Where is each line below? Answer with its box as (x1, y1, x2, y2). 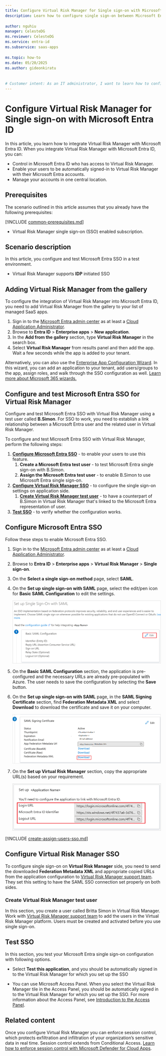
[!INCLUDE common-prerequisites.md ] (5, 219, 84, 225)
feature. (12, 456, 29, 462)
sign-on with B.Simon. (19, 467, 65, 473)
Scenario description (5, 243, 71, 251)
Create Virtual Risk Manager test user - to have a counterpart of (19, 493, 153, 499)
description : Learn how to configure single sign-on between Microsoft (5, 13, 156, 18)
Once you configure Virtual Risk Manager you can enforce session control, (5, 1029, 157, 1035)
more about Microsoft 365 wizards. (5, 376, 77, 382)
